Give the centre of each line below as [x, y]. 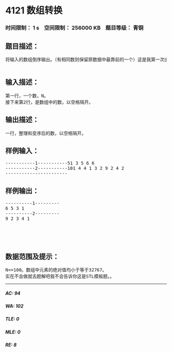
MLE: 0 [13, 332]
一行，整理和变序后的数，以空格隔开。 [46, 133]
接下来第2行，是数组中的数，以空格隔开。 [49, 102]
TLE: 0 [12, 319]
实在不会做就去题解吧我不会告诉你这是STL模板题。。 [60, 276]
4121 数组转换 [34, 11]
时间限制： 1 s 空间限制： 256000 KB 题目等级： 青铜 [74, 28]
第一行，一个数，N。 [27, 96]
